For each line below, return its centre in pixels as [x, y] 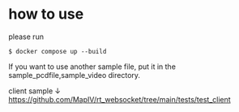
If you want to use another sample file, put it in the [92, 67]
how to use [46, 14]
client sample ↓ [34, 91]
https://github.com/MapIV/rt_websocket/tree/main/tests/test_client [119, 99]
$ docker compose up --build [58, 51]
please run [26, 37]
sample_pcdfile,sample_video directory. [74, 75]
